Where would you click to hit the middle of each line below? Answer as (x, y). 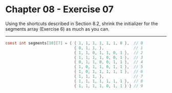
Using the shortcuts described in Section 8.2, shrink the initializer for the (82, 24)
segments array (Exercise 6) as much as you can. (57, 29)
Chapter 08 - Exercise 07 (59, 9)
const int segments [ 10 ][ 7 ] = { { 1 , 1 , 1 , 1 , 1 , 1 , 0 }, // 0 (74, 43)
